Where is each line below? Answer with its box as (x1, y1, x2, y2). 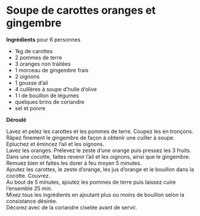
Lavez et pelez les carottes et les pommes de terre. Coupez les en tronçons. (6, 128, 194, 135)
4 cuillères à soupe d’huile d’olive (14, 85, 97, 92)
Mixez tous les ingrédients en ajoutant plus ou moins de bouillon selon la (6, 191, 184, 198)
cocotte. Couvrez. (6, 172, 51, 179)
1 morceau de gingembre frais (14, 66, 89, 73)
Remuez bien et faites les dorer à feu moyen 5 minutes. (6, 159, 142, 166)
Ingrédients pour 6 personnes (6, 36, 81, 43)
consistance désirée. (6, 198, 58, 205)
